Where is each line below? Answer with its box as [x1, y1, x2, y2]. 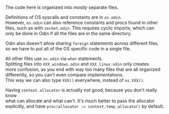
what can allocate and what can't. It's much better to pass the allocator [5, 98, 155, 104]
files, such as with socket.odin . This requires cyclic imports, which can [5, 25, 155, 31]
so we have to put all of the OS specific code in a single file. [5, 46, 131, 51]
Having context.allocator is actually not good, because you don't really [5, 87, 157, 93]
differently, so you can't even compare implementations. [5, 72, 124, 78]
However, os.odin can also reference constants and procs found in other [5, 20, 158, 25]
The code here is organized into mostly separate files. [5, 5, 119, 10]
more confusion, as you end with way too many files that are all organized [5, 66, 161, 72]
